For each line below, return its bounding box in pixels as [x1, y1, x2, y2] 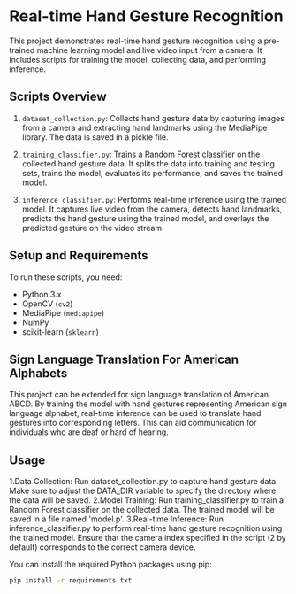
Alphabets [9, 366, 68, 381]
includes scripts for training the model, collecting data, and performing [9, 54, 267, 65]
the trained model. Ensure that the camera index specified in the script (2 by [9, 533, 286, 544]
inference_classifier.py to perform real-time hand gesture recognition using [9, 523, 283, 534]
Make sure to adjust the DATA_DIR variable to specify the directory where [9, 485, 277, 497]
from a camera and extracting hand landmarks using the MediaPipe [21, 122, 268, 133]
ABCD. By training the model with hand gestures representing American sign [9, 398, 288, 409]
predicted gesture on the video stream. [21, 222, 165, 233]
